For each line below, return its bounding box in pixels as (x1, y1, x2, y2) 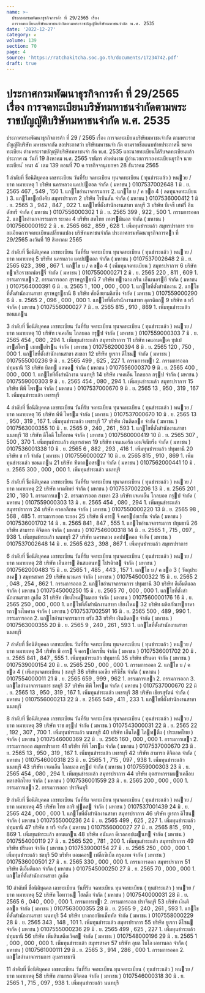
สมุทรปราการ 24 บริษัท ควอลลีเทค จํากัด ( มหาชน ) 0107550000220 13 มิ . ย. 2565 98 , (6, 506, 199, 513)
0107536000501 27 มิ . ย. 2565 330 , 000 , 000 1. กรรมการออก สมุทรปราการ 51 (6, 858, 191, 866)
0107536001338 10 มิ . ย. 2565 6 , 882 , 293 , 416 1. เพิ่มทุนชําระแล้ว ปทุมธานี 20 (6, 445, 193, 452)
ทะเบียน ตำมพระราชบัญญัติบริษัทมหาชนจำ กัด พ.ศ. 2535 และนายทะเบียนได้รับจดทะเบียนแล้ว (6, 148, 195, 155)
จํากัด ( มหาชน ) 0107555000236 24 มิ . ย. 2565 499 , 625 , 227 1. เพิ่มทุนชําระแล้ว (6, 816, 196, 824)
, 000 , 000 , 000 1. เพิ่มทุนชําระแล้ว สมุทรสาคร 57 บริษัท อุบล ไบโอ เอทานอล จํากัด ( (6, 939, 188, 947)
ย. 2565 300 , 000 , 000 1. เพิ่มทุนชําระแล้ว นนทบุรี (6, 466, 121, 473)
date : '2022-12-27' (6, 26, 56, 32)
